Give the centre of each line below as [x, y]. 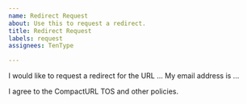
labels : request [36, 38]
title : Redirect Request [50, 31]
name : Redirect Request [48, 16]
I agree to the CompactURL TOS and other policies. [94, 92]
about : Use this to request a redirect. [77, 23]
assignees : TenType [41, 46]
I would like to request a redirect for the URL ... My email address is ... [124, 76]
